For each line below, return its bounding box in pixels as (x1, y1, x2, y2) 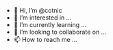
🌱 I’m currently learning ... (13, 21, 87, 28)
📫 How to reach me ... (13, 36, 77, 43)
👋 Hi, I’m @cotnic (13, 7, 63, 14)
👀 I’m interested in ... (13, 14, 72, 22)
